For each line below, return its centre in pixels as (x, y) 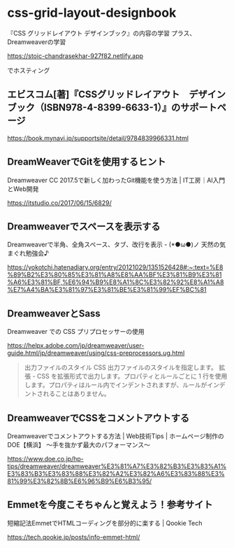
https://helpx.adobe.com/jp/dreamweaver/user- (76, 346)
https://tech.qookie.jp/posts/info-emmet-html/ (74, 537)
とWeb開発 (23, 189)
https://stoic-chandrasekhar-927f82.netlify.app (75, 56)
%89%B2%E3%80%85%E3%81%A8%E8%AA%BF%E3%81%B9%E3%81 (115, 275)
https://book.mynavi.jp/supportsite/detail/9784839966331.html (98, 138)
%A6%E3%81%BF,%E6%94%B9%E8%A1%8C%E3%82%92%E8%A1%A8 (116, 282)
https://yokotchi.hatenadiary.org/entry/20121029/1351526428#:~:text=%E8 (115, 267)
